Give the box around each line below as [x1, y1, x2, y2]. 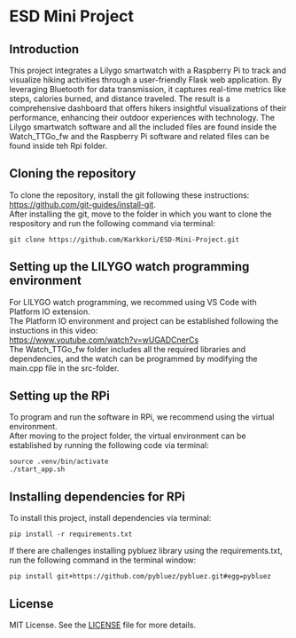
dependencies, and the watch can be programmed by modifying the [9, 353, 259, 364]
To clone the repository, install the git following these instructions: [9, 189, 250, 201]
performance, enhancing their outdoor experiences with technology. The [9, 113, 275, 122]
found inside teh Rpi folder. [9, 140, 108, 151]
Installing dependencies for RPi [9, 489, 186, 504]
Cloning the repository [9, 166, 136, 181]
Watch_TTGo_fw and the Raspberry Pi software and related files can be [9, 131, 270, 141]
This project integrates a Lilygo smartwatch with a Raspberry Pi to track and [9, 65, 286, 75]
